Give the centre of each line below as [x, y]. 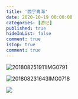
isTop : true [21, 45]
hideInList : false [29, 34]
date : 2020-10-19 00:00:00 [39, 17]
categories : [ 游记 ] [29, 23]
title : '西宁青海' [27, 12]
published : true [26, 28]
